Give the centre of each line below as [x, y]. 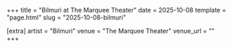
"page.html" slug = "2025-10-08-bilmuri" [66, 17]
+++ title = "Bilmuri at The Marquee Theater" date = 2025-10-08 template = [116, 10]
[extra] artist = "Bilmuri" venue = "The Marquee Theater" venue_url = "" [111, 31]
